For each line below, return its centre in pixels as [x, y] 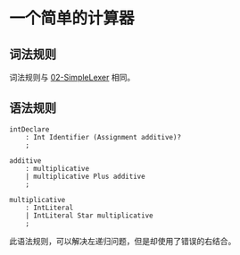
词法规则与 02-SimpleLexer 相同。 [72, 77]
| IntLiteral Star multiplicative [89, 216]
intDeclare [29, 129]
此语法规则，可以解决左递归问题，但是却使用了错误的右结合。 [123, 241]
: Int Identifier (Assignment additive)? [103, 137]
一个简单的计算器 [72, 18]
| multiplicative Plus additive [85, 176]
